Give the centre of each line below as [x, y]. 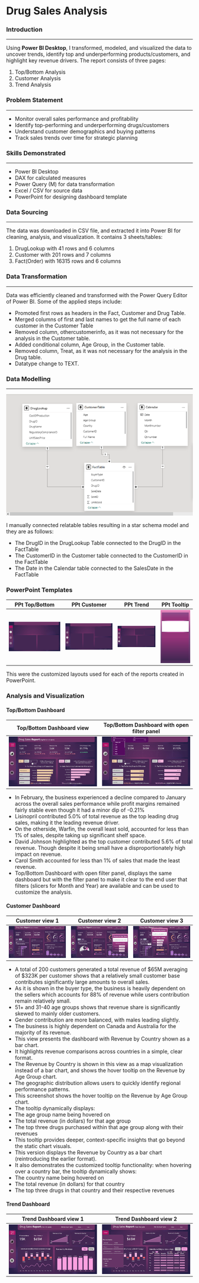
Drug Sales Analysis [57, 11]
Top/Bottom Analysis [40, 72]
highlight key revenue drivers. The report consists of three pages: [86, 61]
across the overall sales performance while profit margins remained [97, 804]
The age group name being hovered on [62, 1114]
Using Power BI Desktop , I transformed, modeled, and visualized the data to [99, 48]
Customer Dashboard [33, 906]
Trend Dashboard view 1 [53, 1219]
